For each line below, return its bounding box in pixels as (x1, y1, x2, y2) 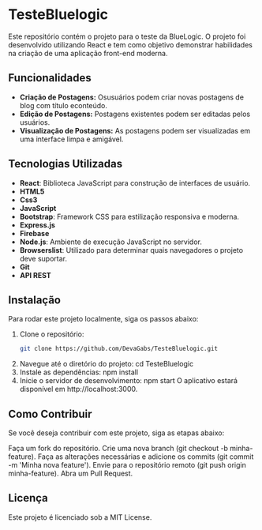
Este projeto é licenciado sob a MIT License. (8, 512, 152, 522)
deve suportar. (19, 254, 68, 263)
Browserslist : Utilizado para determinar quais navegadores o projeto (19, 245, 243, 254)
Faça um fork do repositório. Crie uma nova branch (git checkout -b (8, 444, 229, 453)
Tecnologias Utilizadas (8, 157, 123, 171)
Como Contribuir (8, 407, 92, 420)
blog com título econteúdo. (19, 100, 108, 110)
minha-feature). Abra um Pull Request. (8, 468, 133, 479)
